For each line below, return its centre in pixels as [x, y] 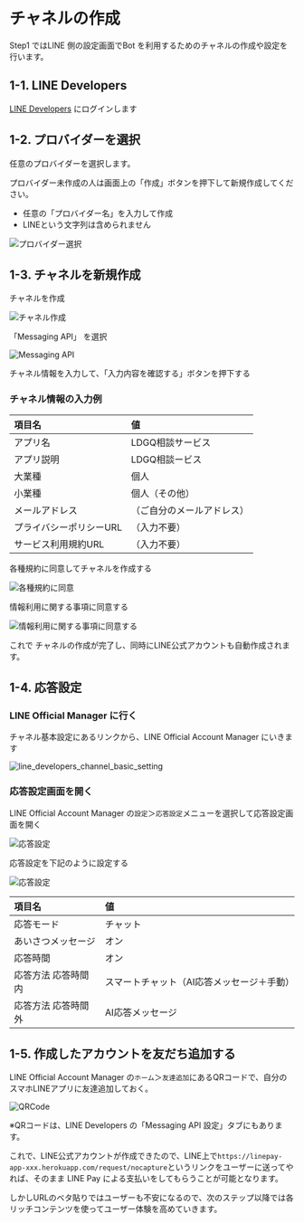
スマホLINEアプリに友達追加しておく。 [81, 1089]
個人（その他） [162, 493]
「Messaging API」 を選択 [58, 337]
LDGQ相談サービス [171, 442]
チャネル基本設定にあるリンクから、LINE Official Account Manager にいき [147, 737]
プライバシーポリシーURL [68, 527]
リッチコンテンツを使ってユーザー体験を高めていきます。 [116, 1209]
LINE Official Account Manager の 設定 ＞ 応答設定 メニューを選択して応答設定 [147, 813]
